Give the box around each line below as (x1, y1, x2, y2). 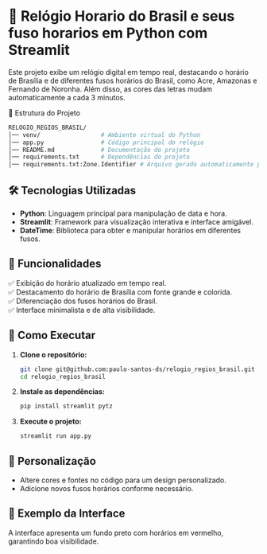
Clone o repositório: (19, 349, 87, 359)
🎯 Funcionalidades (8, 257, 102, 271)
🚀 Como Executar (8, 329, 96, 342)
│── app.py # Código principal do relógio (8, 138, 204, 146)
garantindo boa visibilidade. (8, 536, 99, 546)
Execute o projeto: (19, 417, 82, 427)
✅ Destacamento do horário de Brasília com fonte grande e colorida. (8, 287, 233, 297)
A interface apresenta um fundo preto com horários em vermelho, (8, 528, 224, 537)
